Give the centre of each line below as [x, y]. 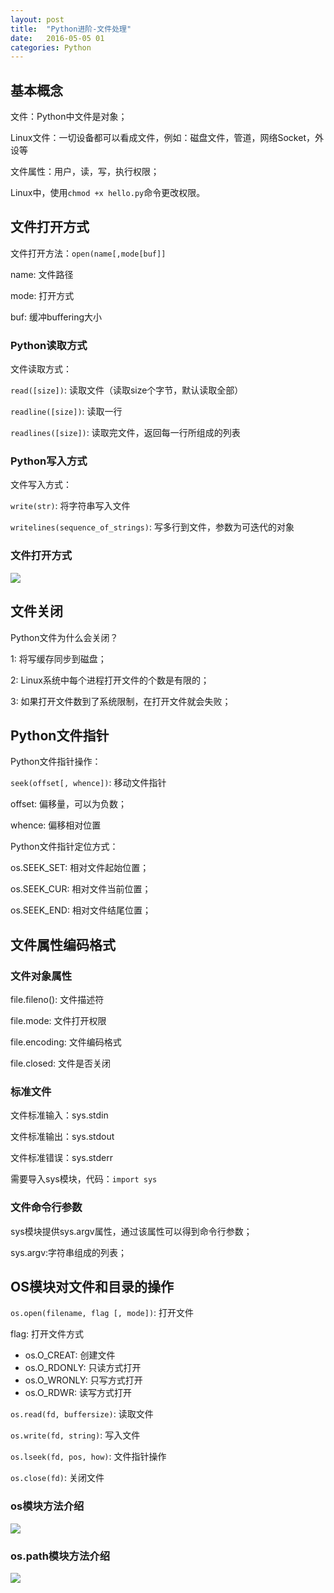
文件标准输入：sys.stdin [59, 1115]
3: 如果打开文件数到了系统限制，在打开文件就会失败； [121, 701]
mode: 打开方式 [42, 295]
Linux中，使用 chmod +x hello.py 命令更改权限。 [108, 193]
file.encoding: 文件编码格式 [66, 1042]
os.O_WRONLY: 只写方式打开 [83, 1380]
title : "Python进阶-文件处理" [71, 29]
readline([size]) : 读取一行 [66, 412]
